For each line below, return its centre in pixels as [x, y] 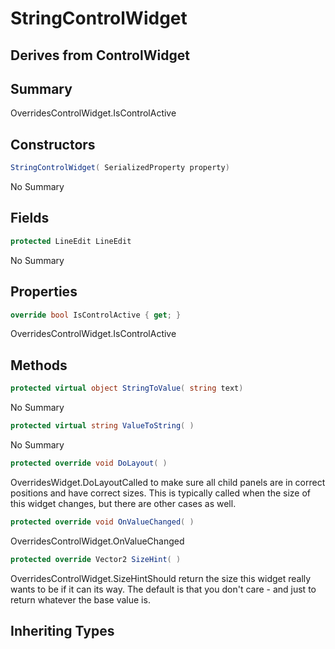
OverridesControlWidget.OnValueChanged [97, 541]
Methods [39, 365]
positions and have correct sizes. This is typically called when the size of [160, 493]
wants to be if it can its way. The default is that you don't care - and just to [163, 589]
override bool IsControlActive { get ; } [96, 315]
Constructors [53, 144]
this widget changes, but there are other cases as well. [123, 503]
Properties [44, 292]
